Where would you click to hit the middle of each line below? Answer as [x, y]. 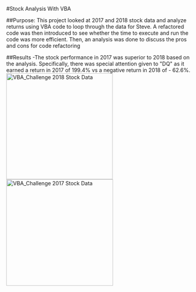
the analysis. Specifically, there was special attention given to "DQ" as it [95, 64]
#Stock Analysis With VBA [38, 9]
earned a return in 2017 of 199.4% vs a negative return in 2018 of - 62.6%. [98, 70]
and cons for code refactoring [43, 46]
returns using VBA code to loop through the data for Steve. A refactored [95, 27]
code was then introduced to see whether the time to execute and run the [97, 33]
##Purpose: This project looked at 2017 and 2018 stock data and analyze [96, 20]
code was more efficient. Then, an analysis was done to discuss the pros [96, 39]
